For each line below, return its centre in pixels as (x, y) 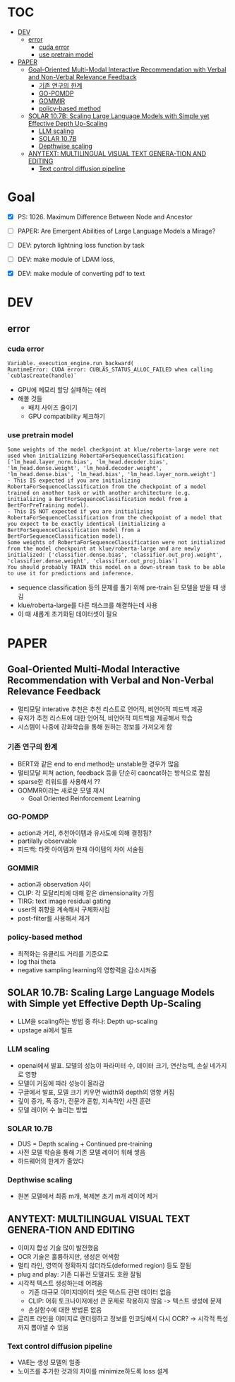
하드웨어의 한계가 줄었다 (51, 1161)
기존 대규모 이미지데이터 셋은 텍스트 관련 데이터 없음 (100, 1292)
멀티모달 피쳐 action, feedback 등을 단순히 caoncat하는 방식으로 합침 (114, 773)
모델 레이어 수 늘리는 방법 (53, 1110)
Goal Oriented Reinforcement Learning (84, 798)
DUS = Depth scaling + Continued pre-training (85, 1144)
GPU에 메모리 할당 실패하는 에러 (62, 390)
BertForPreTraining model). (49, 506)
